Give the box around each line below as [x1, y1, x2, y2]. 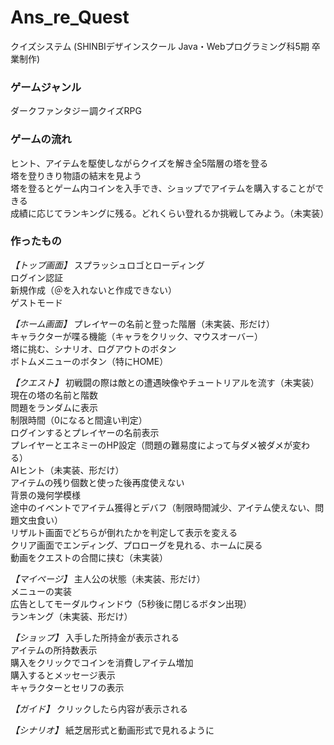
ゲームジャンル [10, 80, 82, 94]
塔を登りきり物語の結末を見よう [10, 169, 142, 181]
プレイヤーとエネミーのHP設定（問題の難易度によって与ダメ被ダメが [10, 439, 293, 451]
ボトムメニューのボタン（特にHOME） [10, 355, 169, 367]
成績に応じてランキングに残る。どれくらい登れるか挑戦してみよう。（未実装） [10, 207, 330, 219]
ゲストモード [10, 296, 63, 308]
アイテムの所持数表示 [10, 644, 98, 656]
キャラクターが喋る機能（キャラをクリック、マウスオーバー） [10, 330, 264, 342]
